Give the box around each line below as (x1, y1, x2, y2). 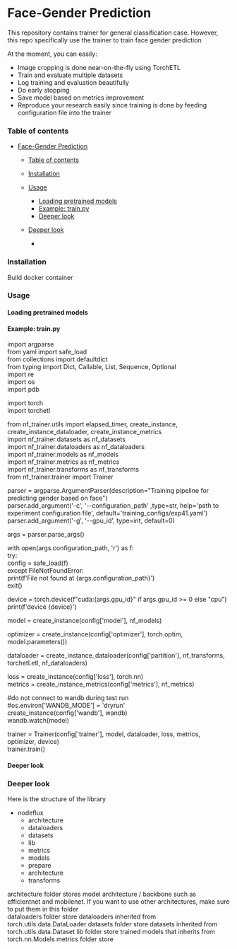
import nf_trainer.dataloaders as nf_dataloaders (7, 443, 145, 451)
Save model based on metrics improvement (17, 93, 145, 102)
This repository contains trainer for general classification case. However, (7, 28, 219, 37)
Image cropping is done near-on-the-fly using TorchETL (17, 63, 181, 71)
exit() (7, 581, 23, 590)
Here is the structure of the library (7, 795, 107, 803)
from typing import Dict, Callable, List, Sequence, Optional (7, 363, 176, 371)
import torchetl (7, 407, 51, 415)
